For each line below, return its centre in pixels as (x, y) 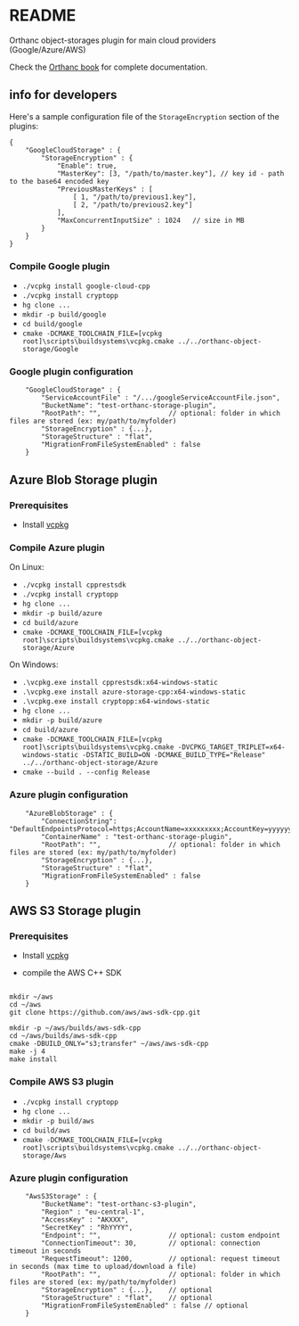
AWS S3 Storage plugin (75, 911)
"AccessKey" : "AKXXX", (85, 1219)
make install (33, 1059)
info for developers (63, 95)
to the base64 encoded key (59, 181)
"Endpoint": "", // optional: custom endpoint (161, 1235)
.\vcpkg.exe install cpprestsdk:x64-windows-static (120, 683)
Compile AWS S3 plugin (61, 1082)
